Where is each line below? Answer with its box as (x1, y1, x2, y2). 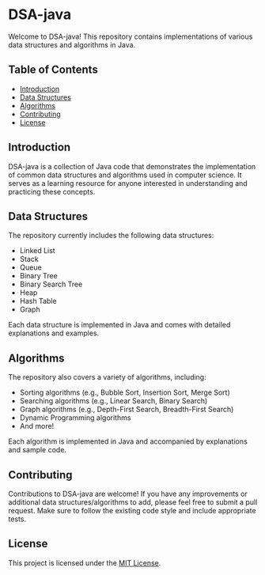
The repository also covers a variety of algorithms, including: (8, 373, 207, 382)
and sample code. (8, 445, 67, 455)
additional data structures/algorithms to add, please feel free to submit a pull (8, 497, 258, 507)
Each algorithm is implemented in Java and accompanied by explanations (8, 437, 248, 446)
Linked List (19, 246, 55, 255)
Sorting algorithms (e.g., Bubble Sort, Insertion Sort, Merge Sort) (19, 388, 231, 397)
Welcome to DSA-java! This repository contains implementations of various (8, 32, 253, 41)
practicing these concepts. (8, 187, 96, 196)
